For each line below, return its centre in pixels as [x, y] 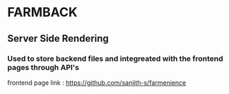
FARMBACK [42, 12]
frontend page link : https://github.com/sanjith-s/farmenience [97, 83]
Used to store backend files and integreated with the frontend [116, 59]
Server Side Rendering [58, 39]
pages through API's [43, 67]
